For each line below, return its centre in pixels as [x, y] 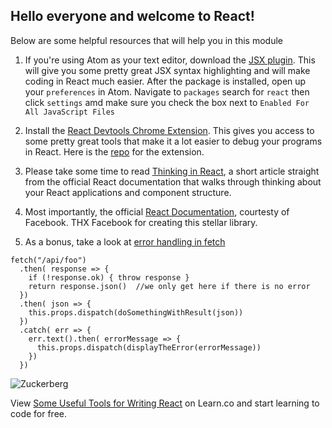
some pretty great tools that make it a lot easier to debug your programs [173, 141]
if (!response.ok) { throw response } [109, 277]
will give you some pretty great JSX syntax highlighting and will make [167, 70]
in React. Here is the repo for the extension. [114, 151]
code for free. [39, 413]
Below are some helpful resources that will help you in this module [146, 40]
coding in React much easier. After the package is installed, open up [165, 81]
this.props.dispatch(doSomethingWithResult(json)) [136, 312]
